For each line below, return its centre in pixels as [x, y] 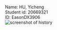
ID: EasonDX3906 [22, 17]
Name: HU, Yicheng [25, 7]
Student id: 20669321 [27, 12]
